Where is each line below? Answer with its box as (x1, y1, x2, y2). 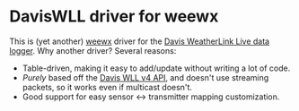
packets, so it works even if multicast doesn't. (22, 81, 193, 92)
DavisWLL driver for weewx (9, 6, 219, 27)
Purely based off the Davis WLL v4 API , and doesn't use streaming (22, 72, 269, 82)
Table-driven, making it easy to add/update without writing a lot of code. (22, 63, 291, 73)
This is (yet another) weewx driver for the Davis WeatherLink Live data (9, 36, 270, 47)
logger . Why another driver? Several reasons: (9, 45, 177, 55)
